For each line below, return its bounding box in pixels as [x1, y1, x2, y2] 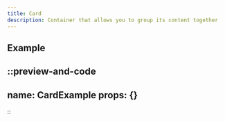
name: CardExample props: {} [7, 89, 138, 101]
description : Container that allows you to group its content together [7, 17, 218, 24]
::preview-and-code [7, 66, 96, 77]
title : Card [7, 10, 42, 17]
